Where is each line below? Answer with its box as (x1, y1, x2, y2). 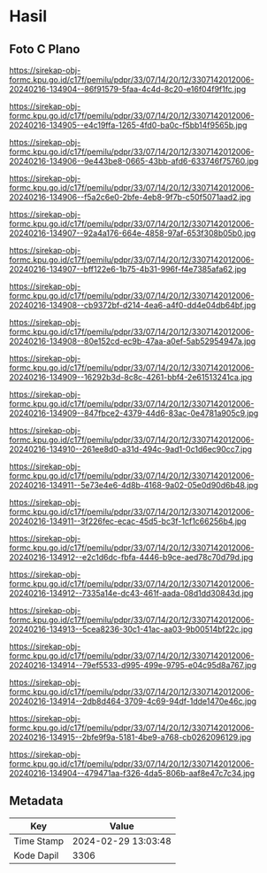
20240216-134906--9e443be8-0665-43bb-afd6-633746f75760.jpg (9, 156, 259, 166)
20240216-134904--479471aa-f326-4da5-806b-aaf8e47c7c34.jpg (9, 768, 255, 778)
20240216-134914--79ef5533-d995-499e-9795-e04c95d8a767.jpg (9, 660, 257, 670)
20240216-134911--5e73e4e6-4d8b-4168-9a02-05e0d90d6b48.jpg (9, 480, 259, 490)
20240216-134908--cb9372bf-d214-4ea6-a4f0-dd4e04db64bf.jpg (9, 300, 256, 310)
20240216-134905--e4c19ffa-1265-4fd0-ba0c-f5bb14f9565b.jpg (9, 120, 248, 130)
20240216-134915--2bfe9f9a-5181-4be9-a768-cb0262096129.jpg (9, 732, 252, 742)
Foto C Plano (9, 42, 80, 57)
